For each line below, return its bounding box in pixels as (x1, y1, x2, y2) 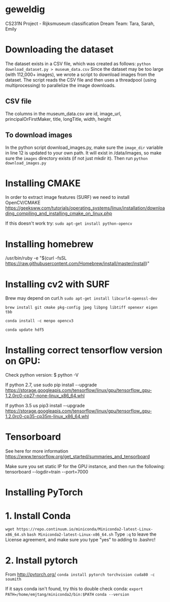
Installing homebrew (5, 238, 94, 250)
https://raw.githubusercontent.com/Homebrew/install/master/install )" (5, 260, 150, 267)
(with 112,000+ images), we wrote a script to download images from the (5, 71, 155, 77)
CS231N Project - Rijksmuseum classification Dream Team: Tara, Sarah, (5, 20, 155, 27)
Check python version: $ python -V (5, 372, 79, 378)
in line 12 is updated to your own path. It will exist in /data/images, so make (5, 149, 161, 156)
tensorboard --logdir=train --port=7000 (5, 469, 89, 475)
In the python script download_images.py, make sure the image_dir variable (5, 144, 163, 150)
